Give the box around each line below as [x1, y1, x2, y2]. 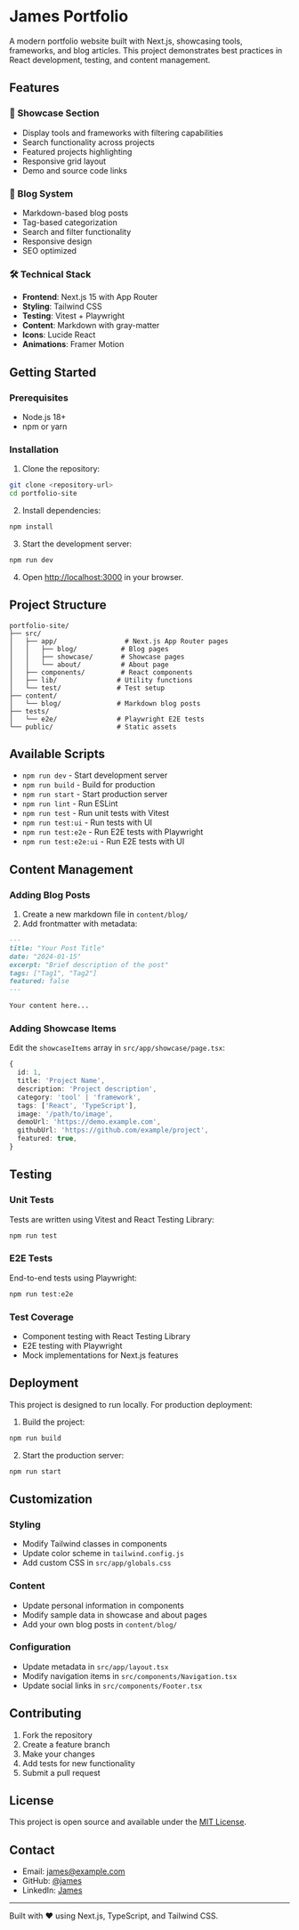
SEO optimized [21, 245, 77, 255]
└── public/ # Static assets [9, 723, 177, 731]
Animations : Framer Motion [21, 339, 125, 350]
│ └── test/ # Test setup [9, 683, 166, 692]
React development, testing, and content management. [9, 54, 211, 65]
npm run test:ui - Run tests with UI [21, 817, 153, 828]
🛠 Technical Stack [9, 268, 92, 280]
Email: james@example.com [21, 1866, 126, 1877]
